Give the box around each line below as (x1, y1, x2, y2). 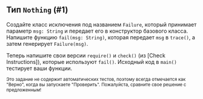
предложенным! (6, 87, 41, 93)
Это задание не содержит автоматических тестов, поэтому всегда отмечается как (6, 76, 186, 82)
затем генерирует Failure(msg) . (6, 40, 88, 47)
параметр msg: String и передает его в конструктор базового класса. (6, 27, 188, 34)
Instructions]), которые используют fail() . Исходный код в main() (6, 58, 177, 65)
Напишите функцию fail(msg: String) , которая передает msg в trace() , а (6, 33, 196, 41)
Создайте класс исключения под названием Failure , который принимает (6, 21, 197, 28)
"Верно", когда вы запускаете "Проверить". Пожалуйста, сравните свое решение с (6, 81, 187, 88)
